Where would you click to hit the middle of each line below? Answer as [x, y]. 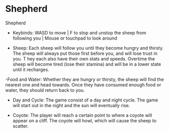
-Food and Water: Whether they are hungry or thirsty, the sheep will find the [84, 79]
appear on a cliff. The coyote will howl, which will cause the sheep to [84, 120]
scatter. [21, 126]
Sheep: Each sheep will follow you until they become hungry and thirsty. [88, 48]
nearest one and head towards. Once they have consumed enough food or [83, 85]
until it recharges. [31, 70]
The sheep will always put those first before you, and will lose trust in [85, 53]
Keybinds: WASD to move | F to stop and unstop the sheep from [79, 32]
